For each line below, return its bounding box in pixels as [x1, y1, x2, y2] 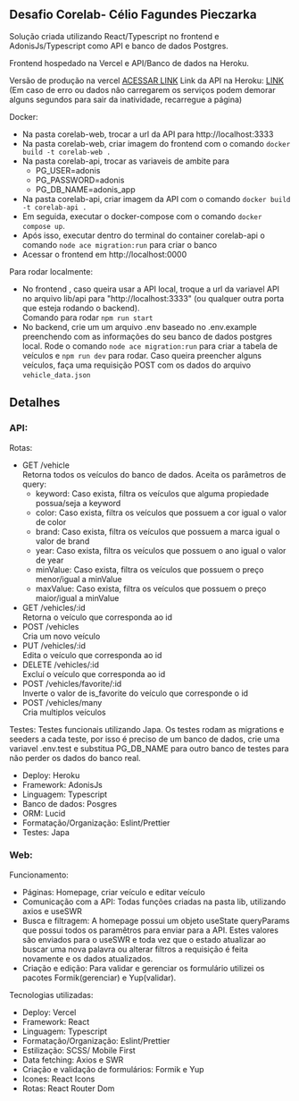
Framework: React [21, 1016, 90, 1027]
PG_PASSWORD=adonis [35, 174, 125, 185]
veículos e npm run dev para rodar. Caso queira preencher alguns [21, 350, 262, 360]
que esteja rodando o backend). [21, 302, 140, 313]
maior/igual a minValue [35, 592, 120, 603]
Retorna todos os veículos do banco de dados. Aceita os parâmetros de [21, 469, 287, 479]
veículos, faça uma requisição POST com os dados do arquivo [21, 360, 252, 370]
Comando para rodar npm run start [21, 312, 154, 323]
